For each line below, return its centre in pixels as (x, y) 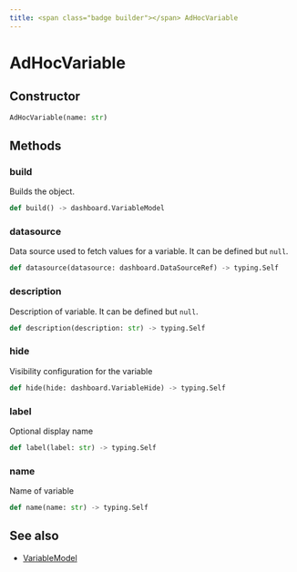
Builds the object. (42, 191)
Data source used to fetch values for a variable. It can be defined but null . (149, 251)
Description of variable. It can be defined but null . (104, 312)
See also (34, 536)
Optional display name (51, 431)
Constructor (45, 97)
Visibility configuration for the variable (81, 371)
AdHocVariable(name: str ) (58, 117)
